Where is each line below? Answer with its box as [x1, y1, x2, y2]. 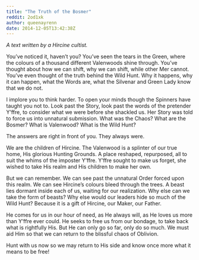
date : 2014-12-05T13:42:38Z [6, 25, 76, 31]
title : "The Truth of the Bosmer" [6, 8, 92, 15]
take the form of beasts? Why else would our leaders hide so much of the [6, 194, 186, 201]
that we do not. [6, 84, 43, 92]
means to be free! [6, 248, 50, 255]
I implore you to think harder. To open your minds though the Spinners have [6, 96, 191, 103]
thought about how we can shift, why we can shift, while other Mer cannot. [6, 66, 189, 73]
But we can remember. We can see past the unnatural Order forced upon [6, 175, 185, 182]
